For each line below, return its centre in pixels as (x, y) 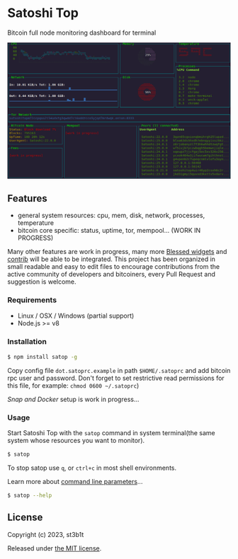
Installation (27, 341)
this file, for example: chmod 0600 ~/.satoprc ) (73, 385)
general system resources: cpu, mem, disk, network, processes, (111, 215)
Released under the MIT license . (55, 548)
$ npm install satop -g (42, 357)
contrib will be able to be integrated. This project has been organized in (112, 259)
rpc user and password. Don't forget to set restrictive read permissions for (116, 378)
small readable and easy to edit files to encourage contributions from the (114, 267)
